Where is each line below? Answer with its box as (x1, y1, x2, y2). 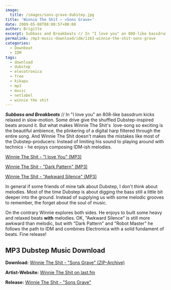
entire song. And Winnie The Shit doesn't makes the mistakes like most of (5, 133, 160, 139)
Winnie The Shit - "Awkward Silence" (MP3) (5, 174, 97, 180)
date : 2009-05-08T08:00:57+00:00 (5, 21, 76, 27)
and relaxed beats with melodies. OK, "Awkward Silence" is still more (5, 215, 150, 221)
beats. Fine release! (5, 231, 47, 238)
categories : (5, 41, 31, 46)
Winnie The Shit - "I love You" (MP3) (5, 154, 82, 160)
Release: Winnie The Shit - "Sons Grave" (5, 279, 92, 285)
